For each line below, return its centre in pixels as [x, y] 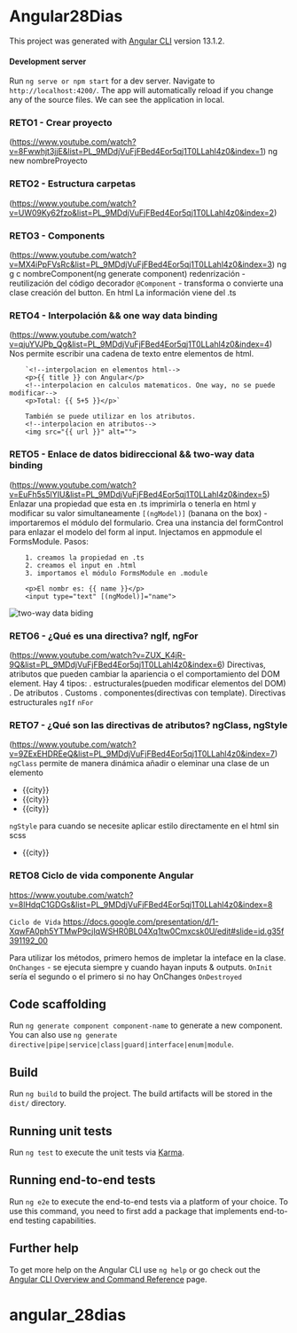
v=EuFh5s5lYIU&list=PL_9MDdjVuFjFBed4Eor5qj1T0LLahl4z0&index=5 [138, 494]
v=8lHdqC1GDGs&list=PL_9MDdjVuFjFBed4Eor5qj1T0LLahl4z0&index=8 [141, 904]
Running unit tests [61, 1131]
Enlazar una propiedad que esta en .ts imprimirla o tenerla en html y [133, 504]
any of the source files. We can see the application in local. [117, 100]
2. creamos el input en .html [81, 565]
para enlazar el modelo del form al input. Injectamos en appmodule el [136, 532]
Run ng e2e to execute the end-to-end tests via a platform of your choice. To [149, 1201]
